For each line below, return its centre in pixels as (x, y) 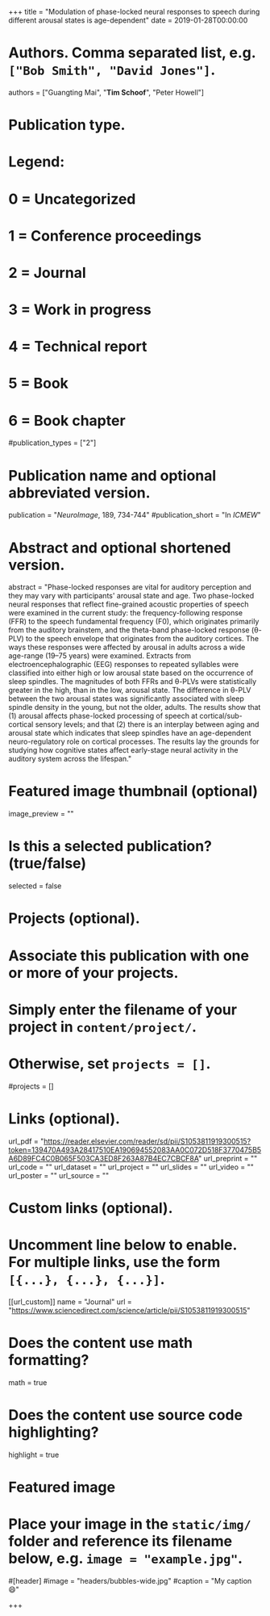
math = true (28, 1382)
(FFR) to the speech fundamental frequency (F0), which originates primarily (134, 622)
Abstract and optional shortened (120, 548)
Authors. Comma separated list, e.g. (132, 53)
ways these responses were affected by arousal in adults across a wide (127, 647)
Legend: (37, 162)
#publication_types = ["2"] (52, 443)
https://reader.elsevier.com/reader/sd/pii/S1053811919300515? (147, 1141)
